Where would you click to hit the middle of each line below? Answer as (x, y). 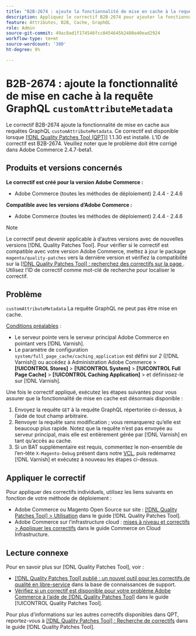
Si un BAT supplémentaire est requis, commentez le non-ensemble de (98, 447)
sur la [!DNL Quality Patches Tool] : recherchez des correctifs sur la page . (95, 263)
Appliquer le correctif (46, 478)
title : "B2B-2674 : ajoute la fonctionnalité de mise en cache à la (91, 11)
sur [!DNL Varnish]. (38, 381)
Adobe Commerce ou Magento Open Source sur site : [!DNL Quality (96, 510)
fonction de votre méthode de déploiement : (59, 499)
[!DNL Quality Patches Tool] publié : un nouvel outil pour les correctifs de (102, 578)
